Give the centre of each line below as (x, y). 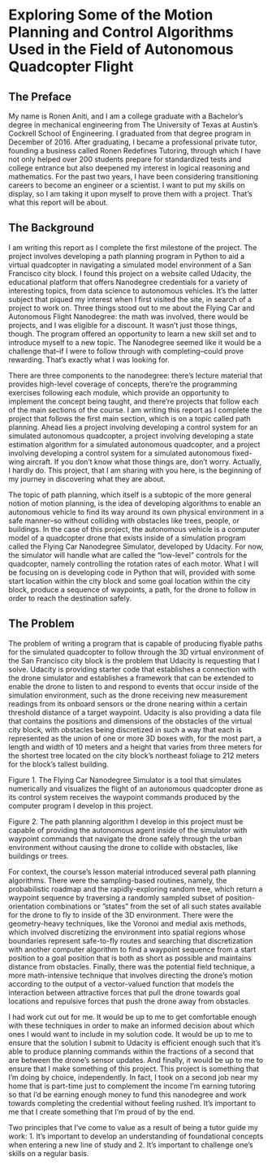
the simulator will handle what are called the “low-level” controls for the (128, 555)
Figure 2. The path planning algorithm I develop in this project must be (126, 821)
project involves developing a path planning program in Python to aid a (127, 256)
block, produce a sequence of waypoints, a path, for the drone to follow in (132, 589)
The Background (52, 228)
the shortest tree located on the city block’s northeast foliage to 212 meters (134, 755)
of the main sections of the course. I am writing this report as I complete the (135, 410)
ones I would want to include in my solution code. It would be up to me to (131, 1034)
